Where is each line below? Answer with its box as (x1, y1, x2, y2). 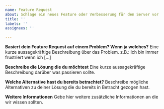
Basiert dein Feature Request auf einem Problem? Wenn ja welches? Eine (5, 44, 159, 50)
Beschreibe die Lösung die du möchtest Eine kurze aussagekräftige (5, 64, 146, 70)
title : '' (5, 16, 26, 21)
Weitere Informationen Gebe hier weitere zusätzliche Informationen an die (5, 94, 159, 100)
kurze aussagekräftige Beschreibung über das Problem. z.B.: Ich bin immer (5, 49, 159, 55)
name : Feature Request (5, 7, 52, 12)
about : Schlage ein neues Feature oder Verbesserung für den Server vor (5, 12, 159, 17)
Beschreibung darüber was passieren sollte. (5, 69, 95, 75)
